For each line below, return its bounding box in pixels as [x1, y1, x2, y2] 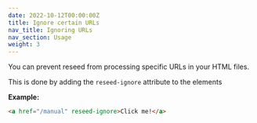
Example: [8, 92, 40, 102]
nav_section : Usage [8, 33, 72, 42]
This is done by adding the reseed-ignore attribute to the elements [8, 78, 223, 87]
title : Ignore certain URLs [8, 19, 100, 27]
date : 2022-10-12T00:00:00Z [8, 11, 100, 20]
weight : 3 [8, 41, 41, 49]
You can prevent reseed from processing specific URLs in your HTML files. [8, 62, 249, 71]
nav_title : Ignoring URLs [8, 26, 92, 34]
